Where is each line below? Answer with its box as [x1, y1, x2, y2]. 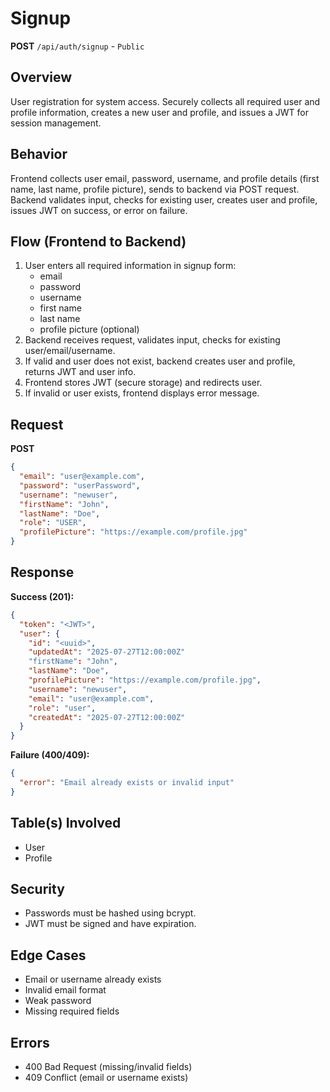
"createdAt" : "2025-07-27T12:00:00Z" [28, 712, 186, 722]
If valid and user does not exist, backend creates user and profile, [24, 355, 296, 367]
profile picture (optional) [39, 323, 140, 336]
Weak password [24, 995, 92, 1007]
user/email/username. [24, 345, 116, 357]
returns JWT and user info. [24, 366, 137, 378]
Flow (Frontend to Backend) [10, 233, 187, 250]
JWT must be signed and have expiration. [24, 918, 197, 930]
